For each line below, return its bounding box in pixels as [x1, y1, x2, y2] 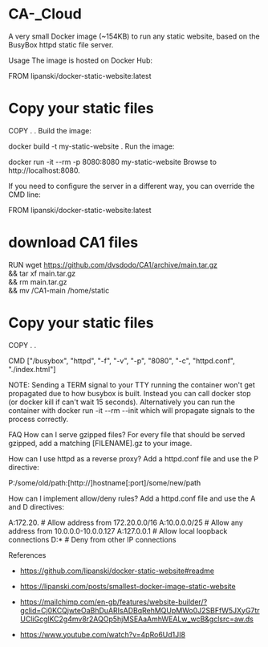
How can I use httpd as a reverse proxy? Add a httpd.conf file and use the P [8, 453, 259, 463]
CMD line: [8, 190, 42, 199]
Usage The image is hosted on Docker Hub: [8, 55, 152, 65]
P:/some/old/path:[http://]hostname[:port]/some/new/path [8, 477, 201, 487]
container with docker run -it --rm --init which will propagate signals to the [8, 405, 255, 415]
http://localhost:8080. [8, 166, 80, 175]
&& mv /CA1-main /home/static [8, 285, 110, 295]
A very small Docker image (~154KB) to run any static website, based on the [8, 31, 260, 41]
